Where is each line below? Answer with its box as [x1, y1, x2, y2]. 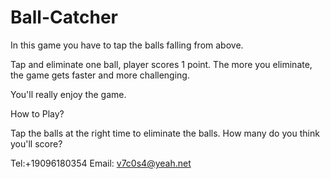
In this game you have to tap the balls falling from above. [10, 39, 244, 51]
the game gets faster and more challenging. [10, 69, 190, 81]
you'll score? [10, 137, 63, 150]
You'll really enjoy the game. [10, 88, 127, 100]
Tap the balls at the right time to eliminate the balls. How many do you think [10, 127, 320, 139]
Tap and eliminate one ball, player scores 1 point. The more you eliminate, [10, 58, 313, 70]
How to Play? [10, 107, 65, 120]
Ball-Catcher [10, 6, 118, 29]
